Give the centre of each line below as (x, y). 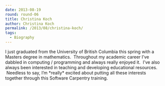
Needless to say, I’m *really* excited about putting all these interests (76, 73)
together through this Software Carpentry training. (57, 78)
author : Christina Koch (30, 24)
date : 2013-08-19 (23, 10)
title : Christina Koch (29, 19)
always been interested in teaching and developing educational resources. (81, 67)
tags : (11, 33)
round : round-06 (22, 14)
